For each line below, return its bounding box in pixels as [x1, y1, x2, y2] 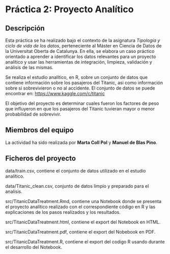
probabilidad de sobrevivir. [5, 111, 62, 117]
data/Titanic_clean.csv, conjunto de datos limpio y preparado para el [5, 183, 149, 189]
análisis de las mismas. [5, 65, 53, 70]
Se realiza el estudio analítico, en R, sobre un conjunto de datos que [5, 74, 148, 80]
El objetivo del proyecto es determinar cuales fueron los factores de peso [5, 100, 159, 106]
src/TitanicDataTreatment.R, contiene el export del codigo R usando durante [5, 238, 165, 245]
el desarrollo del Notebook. [5, 244, 63, 250]
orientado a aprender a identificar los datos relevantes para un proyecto [5, 53, 156, 60]
